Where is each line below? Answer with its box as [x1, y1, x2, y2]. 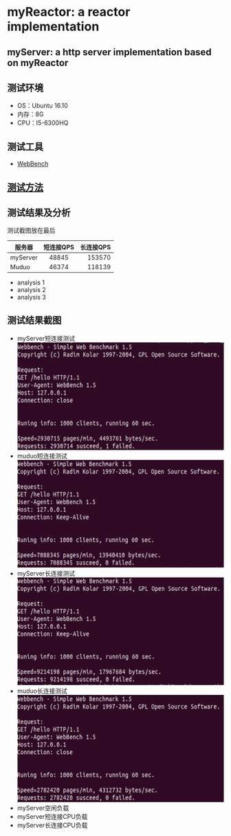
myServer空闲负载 [16, 804, 69, 813]
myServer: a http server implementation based [7, 46, 212, 58]
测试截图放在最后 [7, 227, 56, 235]
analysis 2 [16, 285, 46, 293]
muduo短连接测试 [16, 452, 67, 460]
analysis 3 [16, 293, 46, 301]
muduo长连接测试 [16, 687, 67, 695]
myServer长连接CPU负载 [16, 821, 88, 830]
